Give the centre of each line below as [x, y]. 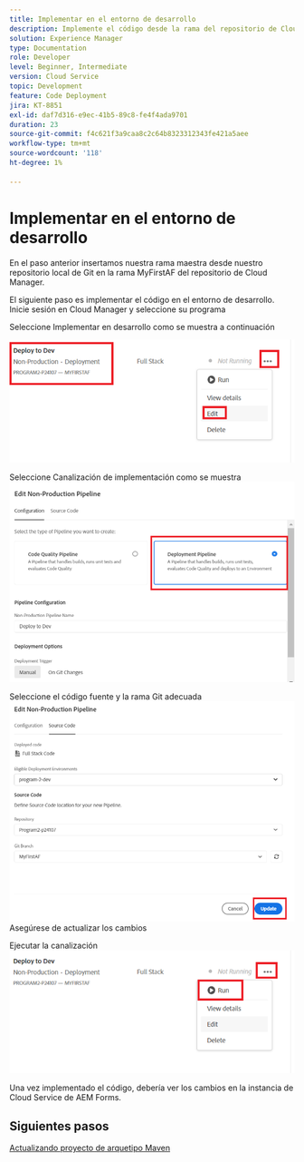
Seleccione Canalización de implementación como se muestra [125, 477]
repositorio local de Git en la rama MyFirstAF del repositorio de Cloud [138, 272]
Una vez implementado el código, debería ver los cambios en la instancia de [152, 1088]
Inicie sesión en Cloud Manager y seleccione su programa [118, 309]
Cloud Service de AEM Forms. [66, 1098]
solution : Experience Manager [66, 38]
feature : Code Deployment [58, 95]
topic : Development [46, 86]
